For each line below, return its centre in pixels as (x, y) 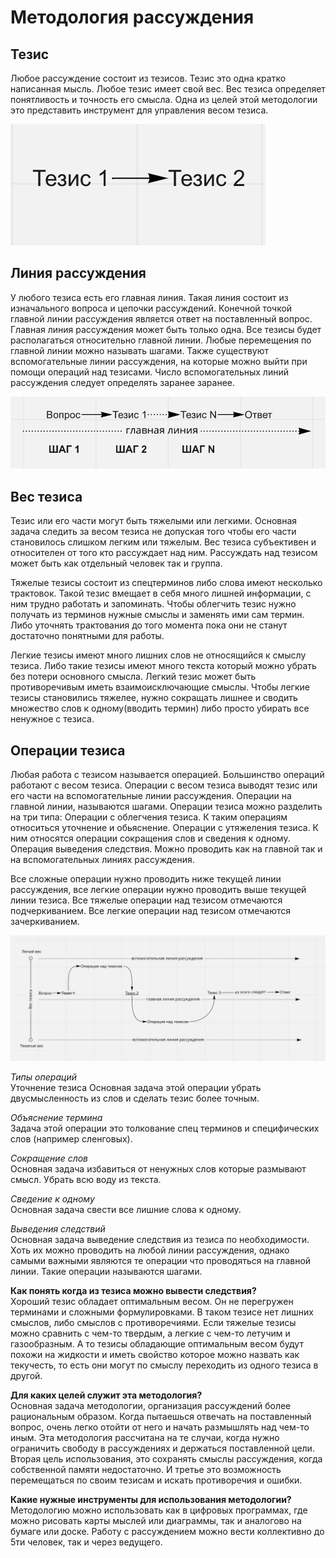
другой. (26, 1375)
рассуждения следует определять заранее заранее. (123, 382)
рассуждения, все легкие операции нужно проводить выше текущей (158, 890)
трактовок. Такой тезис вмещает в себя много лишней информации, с (161, 593)
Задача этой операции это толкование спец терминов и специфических (165, 1128)
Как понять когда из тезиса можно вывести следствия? (133, 1290)
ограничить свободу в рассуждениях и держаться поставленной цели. (162, 1448)
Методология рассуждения (132, 17)
